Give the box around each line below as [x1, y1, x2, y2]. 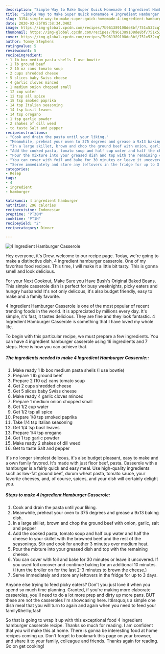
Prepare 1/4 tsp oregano [12, 430, 62, 436]
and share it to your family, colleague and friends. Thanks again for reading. [5, 638, 159, 644]
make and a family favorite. [5, 293, 60, 299]
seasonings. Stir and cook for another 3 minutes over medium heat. [12, 541, 149, 547]
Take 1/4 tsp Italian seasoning [12, 419, 73, 425]
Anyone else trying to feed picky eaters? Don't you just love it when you [5, 581, 151, 587]
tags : [5, 176, 17, 181]
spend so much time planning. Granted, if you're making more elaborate [5, 586, 151, 593]
